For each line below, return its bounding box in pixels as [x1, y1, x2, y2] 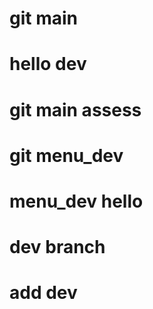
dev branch [9, 236, 106, 259]
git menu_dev [9, 144, 124, 167]
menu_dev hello [9, 190, 144, 212]
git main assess [9, 98, 142, 121]
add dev [9, 282, 78, 304]
